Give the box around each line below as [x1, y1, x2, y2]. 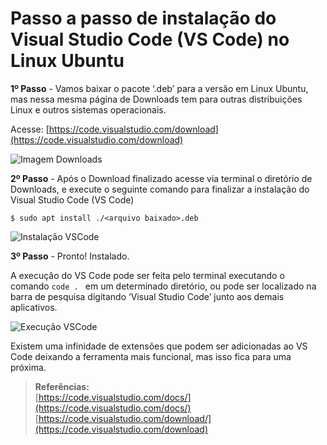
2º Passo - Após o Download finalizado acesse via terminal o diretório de [10, 172, 313, 184]
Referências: [34, 380, 90, 392]
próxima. [10, 361, 47, 373]
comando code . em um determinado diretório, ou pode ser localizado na [10, 280, 317, 292]
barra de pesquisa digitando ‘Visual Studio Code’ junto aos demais [10, 290, 285, 302]
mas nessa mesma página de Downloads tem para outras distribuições [10, 93, 303, 105]
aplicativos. [10, 301, 58, 313]
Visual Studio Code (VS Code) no [10, 28, 290, 51]
